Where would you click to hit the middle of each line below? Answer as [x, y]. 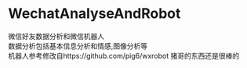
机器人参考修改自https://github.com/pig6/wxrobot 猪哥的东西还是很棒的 [124, 55]
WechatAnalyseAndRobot [94, 14]
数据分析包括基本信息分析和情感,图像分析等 [78, 46]
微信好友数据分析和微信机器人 [56, 36]
